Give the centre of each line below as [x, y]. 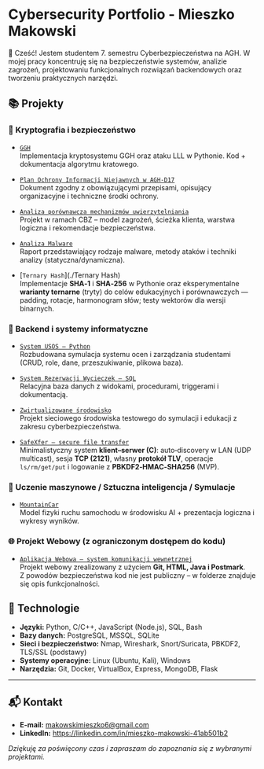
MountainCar [39, 505]
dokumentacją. [44, 394]
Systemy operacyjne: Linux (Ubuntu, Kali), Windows [105, 660]
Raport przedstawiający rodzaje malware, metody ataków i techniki [128, 251]
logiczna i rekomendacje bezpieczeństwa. [87, 228]
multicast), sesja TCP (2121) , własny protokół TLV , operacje [116, 458]
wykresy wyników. [49, 521]
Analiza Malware [46, 244]
